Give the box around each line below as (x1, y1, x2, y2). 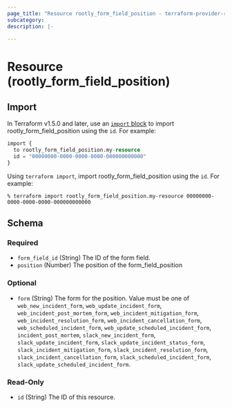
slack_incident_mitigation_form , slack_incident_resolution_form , (17, 345, 209, 353)
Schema (7, 217, 43, 229)
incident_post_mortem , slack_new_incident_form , (17, 331, 156, 339)
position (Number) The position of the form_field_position (17, 261, 183, 269)
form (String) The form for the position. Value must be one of (17, 294, 190, 302)
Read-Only (7, 377, 45, 387)
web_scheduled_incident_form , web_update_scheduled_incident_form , (17, 323, 212, 331)
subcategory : (7, 17, 45, 23)
